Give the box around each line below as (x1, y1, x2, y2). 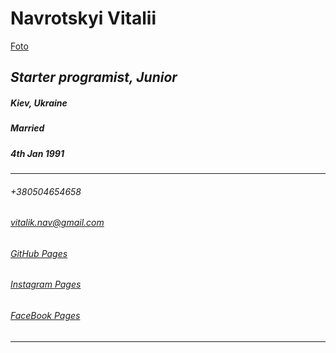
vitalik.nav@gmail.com (10, 217, 105, 229)
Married (10, 122, 45, 134)
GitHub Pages (10, 247, 68, 259)
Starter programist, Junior (10, 69, 178, 86)
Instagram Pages (10, 278, 82, 291)
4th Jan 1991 (10, 147, 65, 159)
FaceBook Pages (10, 310, 81, 322)
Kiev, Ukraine (10, 97, 68, 109)
